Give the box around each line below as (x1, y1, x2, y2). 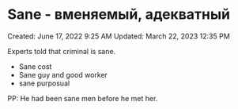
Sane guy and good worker (18, 70, 108, 79)
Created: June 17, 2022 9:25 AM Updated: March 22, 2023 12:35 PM (7, 31, 230, 41)
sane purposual (18, 78, 70, 88)
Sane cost (18, 61, 52, 71)
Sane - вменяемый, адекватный (7, 5, 231, 24)
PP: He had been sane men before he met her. (7, 93, 158, 103)
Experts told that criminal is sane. (7, 46, 116, 56)
